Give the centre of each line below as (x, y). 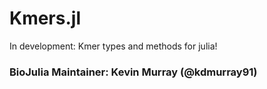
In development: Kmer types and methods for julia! (113, 46)
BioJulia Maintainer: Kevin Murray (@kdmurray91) (133, 72)
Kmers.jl (45, 18)
